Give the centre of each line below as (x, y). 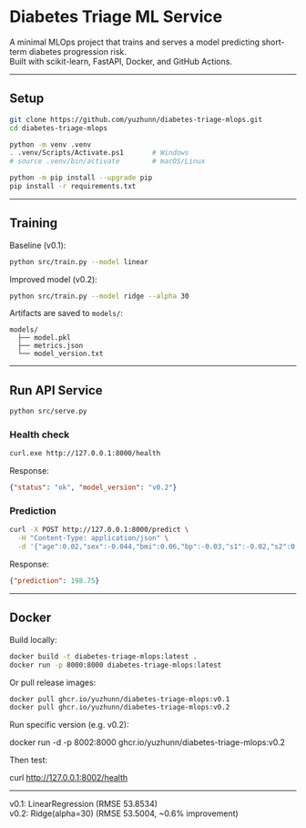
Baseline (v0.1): (38, 245)
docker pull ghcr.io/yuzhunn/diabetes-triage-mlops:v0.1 (120, 699)
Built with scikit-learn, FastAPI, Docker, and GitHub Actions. (121, 61)
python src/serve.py (49, 412)
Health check (40, 434)
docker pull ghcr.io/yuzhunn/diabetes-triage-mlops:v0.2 (120, 708)
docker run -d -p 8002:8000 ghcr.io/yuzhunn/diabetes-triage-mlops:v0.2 (147, 742)
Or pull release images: (53, 682)
